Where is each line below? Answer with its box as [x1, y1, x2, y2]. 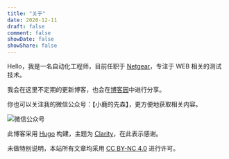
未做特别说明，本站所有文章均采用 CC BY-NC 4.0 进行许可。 [7, 144, 180, 152]
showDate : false [7, 36, 54, 43]
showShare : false [7, 42, 58, 49]
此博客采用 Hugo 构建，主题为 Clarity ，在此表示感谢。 [7, 129, 162, 138]
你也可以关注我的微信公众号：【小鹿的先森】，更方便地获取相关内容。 [7, 100, 202, 108]
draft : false [7, 23, 45, 30]
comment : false [7, 29, 51, 37]
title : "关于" [7, 10, 46, 17]
